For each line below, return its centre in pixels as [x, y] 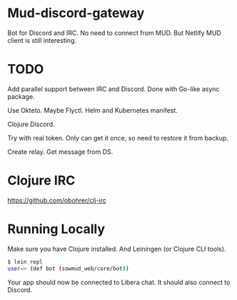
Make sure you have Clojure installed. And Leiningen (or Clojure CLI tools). [117, 249]
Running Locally [56, 229]
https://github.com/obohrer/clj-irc [57, 200]
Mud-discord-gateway [76, 13]
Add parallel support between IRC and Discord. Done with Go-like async [114, 89]
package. [21, 96]
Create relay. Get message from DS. [60, 152]
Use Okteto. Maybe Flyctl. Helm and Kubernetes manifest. [93, 110]
